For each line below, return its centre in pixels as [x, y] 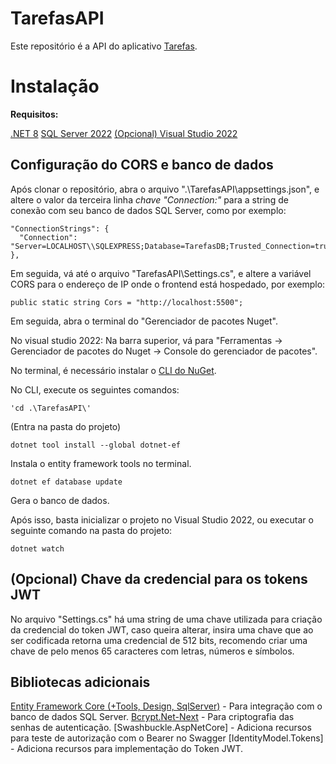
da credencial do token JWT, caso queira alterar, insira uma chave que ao [162, 629]
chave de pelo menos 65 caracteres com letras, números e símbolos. [152, 651]
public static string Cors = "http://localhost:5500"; [127, 302]
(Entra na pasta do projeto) [66, 426]
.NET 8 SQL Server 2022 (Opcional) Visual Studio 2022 [124, 133]
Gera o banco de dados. [60, 500]
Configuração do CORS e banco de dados [142, 165]
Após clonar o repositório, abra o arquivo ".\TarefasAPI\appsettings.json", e [165, 189]
